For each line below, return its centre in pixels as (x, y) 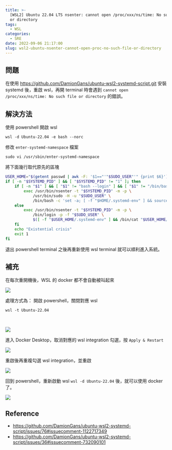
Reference (22, 413)
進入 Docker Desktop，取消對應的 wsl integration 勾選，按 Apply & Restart (84, 340)
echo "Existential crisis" (43, 229)
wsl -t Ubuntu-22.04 (27, 311)
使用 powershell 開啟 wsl (31, 127)
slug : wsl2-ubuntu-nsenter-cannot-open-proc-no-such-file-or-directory (83, 48)
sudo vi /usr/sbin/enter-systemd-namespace (52, 157)
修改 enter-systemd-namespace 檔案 (42, 147)
